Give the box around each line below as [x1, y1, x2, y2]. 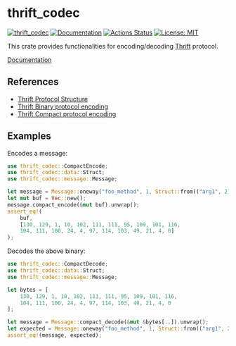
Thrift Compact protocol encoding [17, 109, 117, 118]
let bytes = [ [7, 286, 49, 293]
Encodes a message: [7, 149, 68, 157]
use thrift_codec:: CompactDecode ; [7, 261, 109, 268]
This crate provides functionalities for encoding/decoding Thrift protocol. [7, 42, 219, 50]
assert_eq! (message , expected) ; [7, 332, 102, 339]
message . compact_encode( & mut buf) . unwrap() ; [7, 201, 140, 209]
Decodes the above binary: [7, 247, 86, 255]
